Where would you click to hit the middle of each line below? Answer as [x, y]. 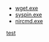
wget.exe [26, 8]
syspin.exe [28, 15]
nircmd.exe [29, 21]
